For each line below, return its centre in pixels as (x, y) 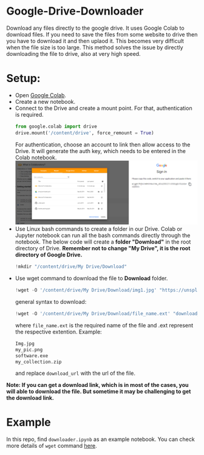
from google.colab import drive (56, 126)
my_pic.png (29, 350)
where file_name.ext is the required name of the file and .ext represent (104, 325)
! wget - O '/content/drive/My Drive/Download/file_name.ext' (93, 313)
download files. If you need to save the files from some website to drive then (102, 34)
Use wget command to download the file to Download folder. (91, 278)
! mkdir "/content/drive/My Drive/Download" (71, 266)
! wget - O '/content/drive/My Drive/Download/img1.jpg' (86, 290)
